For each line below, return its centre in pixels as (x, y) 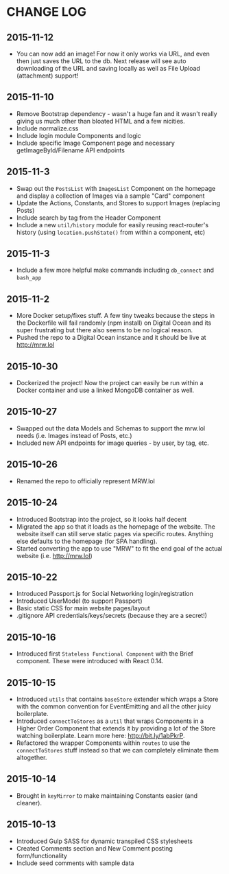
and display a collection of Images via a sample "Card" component (110, 196)
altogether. (32, 757)
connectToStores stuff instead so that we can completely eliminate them (117, 750)
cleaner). (29, 803)
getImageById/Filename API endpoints (70, 150)
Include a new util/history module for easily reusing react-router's (112, 225)
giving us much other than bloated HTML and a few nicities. (101, 121)
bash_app (29, 278)
